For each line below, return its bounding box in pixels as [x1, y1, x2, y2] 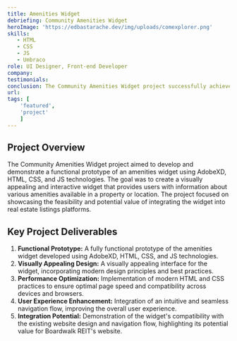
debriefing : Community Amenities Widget [7, 17, 128, 24]
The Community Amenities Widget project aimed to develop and [7, 160, 194, 169]
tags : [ [7, 96, 30, 103]
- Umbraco [16, 56, 46, 64]
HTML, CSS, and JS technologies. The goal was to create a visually [7, 175, 203, 184]
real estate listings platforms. [7, 205, 92, 214]
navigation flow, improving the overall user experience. [17, 304, 177, 313]
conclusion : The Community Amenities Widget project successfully [7, 83, 207, 90]
